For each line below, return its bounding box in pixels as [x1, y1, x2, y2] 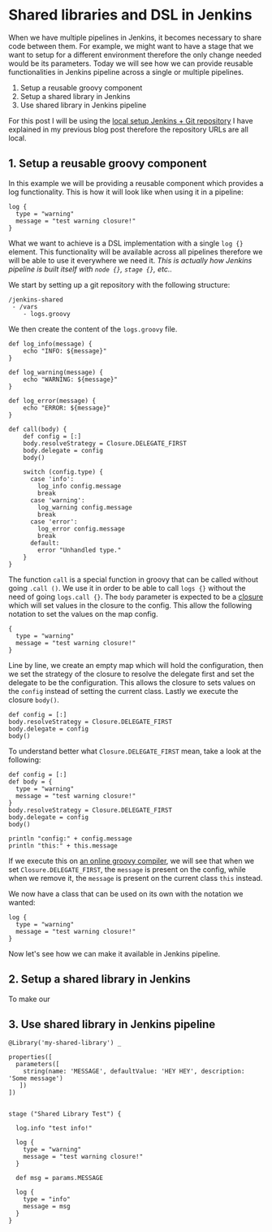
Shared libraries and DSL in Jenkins [8, 6, 253, 24]
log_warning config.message [37, 503, 132, 511]
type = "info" [23, 1195, 71, 1204]
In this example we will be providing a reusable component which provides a [8, 178, 264, 188]
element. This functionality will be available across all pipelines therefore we [8, 246, 263, 257]
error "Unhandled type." [37, 546, 122, 554]
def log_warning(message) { [8, 368, 104, 376]
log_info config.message [37, 482, 122, 490]
